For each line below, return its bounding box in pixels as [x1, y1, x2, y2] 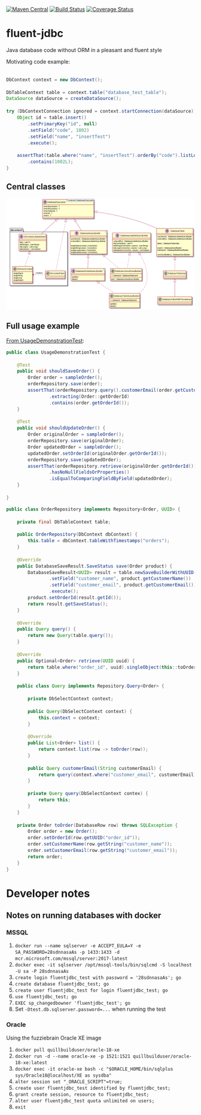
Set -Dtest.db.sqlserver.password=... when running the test [14, 1005, 166, 1013]
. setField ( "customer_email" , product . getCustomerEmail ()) [48, 582, 197, 588]
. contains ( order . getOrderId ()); [48, 400, 130, 406]
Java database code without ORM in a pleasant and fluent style [6, 46, 163, 53]
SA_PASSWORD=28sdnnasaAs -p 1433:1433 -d [14, 950, 120, 956]
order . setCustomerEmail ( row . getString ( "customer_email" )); [28, 848, 178, 854]
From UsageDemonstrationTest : [6, 337, 85, 344]
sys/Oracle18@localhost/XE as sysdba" [14, 1072, 112, 1078]
